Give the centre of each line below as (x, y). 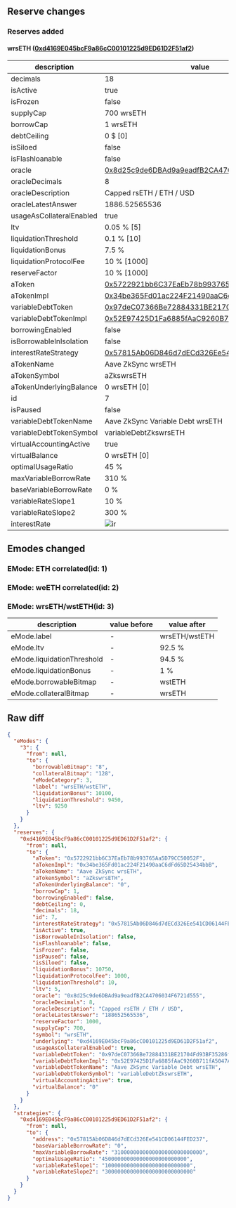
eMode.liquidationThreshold (57, 659)
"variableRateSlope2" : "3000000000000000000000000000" (114, 1172)
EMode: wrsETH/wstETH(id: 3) (61, 606)
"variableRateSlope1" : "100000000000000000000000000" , (114, 1165)
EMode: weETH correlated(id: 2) (63, 587)
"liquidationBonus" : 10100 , (73, 793)
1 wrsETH (121, 124)
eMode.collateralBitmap (50, 693)
